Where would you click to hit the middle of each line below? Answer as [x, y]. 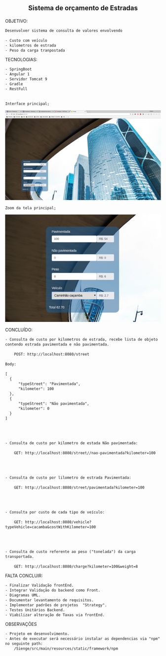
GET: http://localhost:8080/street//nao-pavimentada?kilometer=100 [85, 453]
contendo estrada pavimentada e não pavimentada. [57, 345]
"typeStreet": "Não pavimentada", [54, 404]
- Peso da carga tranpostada [35, 51]
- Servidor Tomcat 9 [26, 79]
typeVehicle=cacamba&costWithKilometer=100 [51, 527]
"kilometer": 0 [34, 409]
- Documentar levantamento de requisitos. [49, 600]
